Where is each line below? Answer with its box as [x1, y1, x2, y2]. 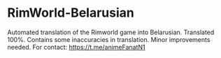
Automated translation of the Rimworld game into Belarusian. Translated [7, 28, 215, 36]
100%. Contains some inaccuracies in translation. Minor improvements [7, 35, 211, 43]
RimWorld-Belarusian [7, 5, 134, 21]
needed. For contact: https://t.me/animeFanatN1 [7, 43, 145, 51]
